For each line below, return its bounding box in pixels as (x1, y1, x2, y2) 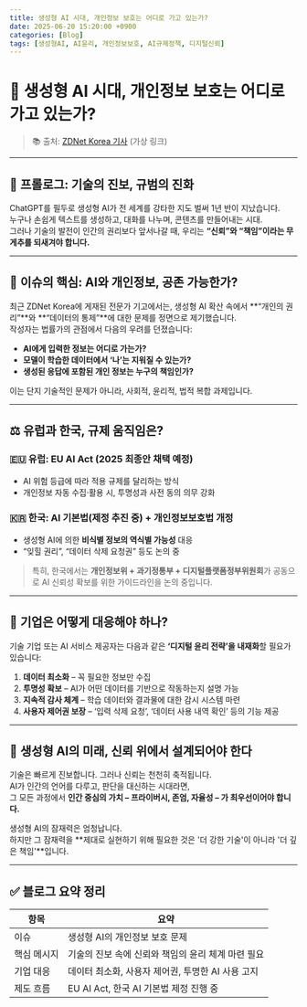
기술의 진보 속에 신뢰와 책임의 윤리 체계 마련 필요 (67, 948, 265, 960)
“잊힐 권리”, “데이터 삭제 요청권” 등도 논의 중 (22, 546, 180, 556)
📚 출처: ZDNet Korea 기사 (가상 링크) (31, 136, 168, 147)
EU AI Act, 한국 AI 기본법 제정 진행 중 (67, 982, 219, 995)
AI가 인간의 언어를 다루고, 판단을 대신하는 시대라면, (9, 780, 190, 791)
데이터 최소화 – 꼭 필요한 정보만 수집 (22, 671, 152, 682)
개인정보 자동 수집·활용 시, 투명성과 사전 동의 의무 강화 (22, 486, 216, 498)
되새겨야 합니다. (33, 237, 90, 248)
